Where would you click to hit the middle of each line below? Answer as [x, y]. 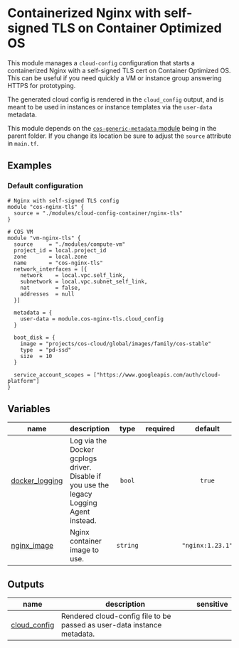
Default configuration [45, 186]
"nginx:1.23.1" [207, 546]
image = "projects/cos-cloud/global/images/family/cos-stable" [116, 344]
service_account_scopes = [52, 374]
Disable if [86, 476]
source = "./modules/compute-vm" [70, 244]
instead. [83, 521]
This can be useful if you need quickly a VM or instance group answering [115, 78]
